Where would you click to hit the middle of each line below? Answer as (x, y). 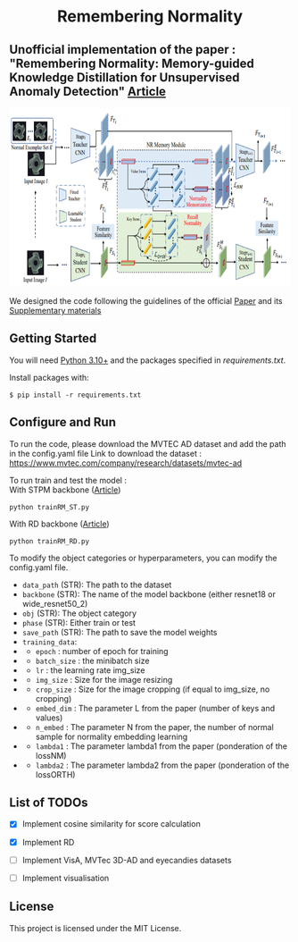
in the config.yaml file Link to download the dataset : (106, 453)
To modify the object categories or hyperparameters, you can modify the (143, 558)
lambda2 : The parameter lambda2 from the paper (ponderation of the (162, 765)
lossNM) (51, 755)
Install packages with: (49, 377)
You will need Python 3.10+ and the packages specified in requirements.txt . (148, 360)
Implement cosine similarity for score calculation (111, 824)
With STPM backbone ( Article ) (65, 490)
